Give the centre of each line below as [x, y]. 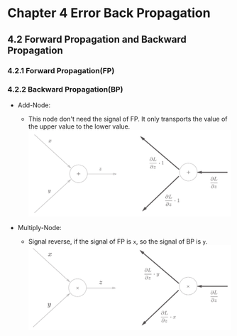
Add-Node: [34, 105]
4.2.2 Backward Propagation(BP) [65, 90]
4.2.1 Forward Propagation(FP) [61, 70]
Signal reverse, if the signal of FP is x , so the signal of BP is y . [118, 241]
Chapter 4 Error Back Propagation [109, 13]
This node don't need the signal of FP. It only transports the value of [128, 119]
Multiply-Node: [39, 227]
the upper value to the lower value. [79, 126]
